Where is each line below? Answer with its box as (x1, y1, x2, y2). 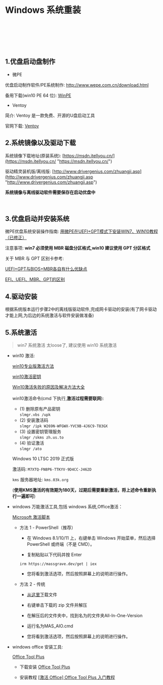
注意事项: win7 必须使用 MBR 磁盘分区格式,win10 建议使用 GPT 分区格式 (5, 245, 151, 251)
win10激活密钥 (12, 374, 41, 379)
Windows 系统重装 (5, 4, 81, 16)
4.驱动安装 (5, 292, 38, 301)
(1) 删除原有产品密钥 (19, 406, 60, 411)
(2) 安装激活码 (19, 417, 49, 423)
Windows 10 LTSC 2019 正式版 (12, 456, 74, 462)
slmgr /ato (19, 446, 42, 451)
